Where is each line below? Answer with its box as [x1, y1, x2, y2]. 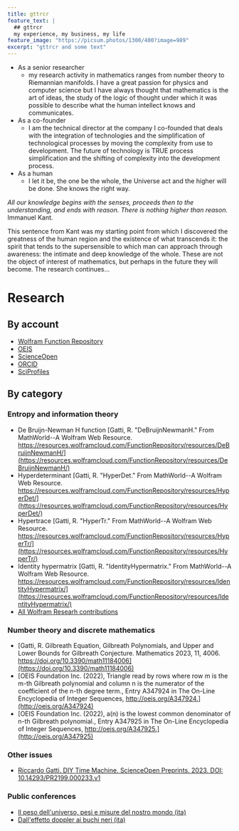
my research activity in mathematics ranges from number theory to [28, 71, 225, 79]
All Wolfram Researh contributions [17, 607, 119, 616]
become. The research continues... [7, 265, 110, 273]
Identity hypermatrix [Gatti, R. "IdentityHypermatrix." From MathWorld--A [17, 562, 232, 570]
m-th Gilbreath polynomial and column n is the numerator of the [17, 678, 205, 688]
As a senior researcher [17, 63, 85, 71]
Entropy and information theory [7, 409, 119, 419]
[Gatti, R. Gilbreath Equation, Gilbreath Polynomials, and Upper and [17, 641, 214, 649]
